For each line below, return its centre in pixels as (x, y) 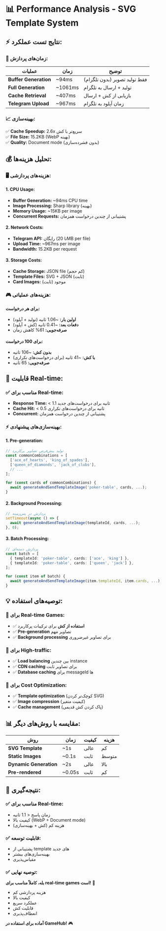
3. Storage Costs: (24, 260)
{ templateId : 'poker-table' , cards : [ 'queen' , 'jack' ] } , (72, 563)
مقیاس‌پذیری (24, 859)
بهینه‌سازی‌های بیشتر (31, 854)
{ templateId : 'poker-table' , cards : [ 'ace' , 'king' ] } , (70, 558)
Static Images (25, 756)
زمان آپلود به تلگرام (104, 103)
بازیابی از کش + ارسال (107, 95)
